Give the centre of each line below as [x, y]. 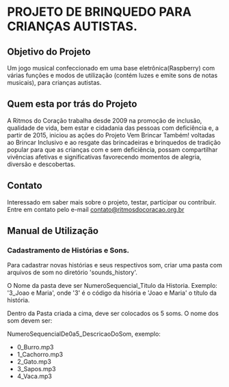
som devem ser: [30, 321]
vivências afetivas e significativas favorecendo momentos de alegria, [104, 157]
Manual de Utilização [53, 231]
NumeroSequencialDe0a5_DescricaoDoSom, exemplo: [84, 334]
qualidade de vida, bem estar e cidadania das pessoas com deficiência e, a [113, 128]
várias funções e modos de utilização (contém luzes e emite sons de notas [112, 75]
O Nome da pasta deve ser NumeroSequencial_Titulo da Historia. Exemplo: [112, 286]
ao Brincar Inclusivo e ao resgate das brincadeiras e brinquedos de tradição [114, 142]
